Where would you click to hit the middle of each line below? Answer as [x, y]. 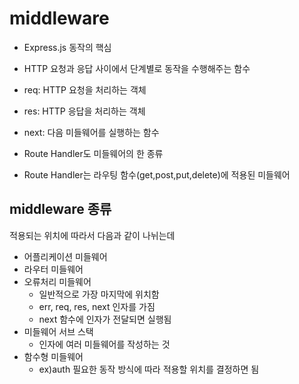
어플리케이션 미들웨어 [65, 256]
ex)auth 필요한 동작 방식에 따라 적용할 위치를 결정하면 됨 [149, 369]
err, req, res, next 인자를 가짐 [97, 306]
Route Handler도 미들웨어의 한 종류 [93, 153]
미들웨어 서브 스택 [58, 331]
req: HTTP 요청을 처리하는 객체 [85, 89]
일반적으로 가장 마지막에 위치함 [99, 294]
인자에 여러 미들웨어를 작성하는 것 [104, 344]
